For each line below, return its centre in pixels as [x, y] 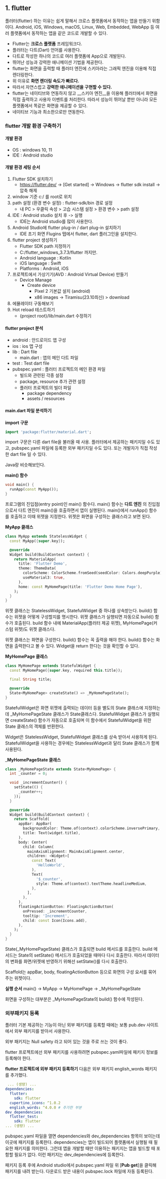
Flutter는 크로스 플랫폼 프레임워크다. [47, 44]
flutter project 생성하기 [35, 240]
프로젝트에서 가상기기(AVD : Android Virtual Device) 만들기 [70, 274]
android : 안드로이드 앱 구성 [39, 340]
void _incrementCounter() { [39, 783]
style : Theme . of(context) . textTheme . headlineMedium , [92, 884]
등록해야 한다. [19, 1058]
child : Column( [39, 847]
